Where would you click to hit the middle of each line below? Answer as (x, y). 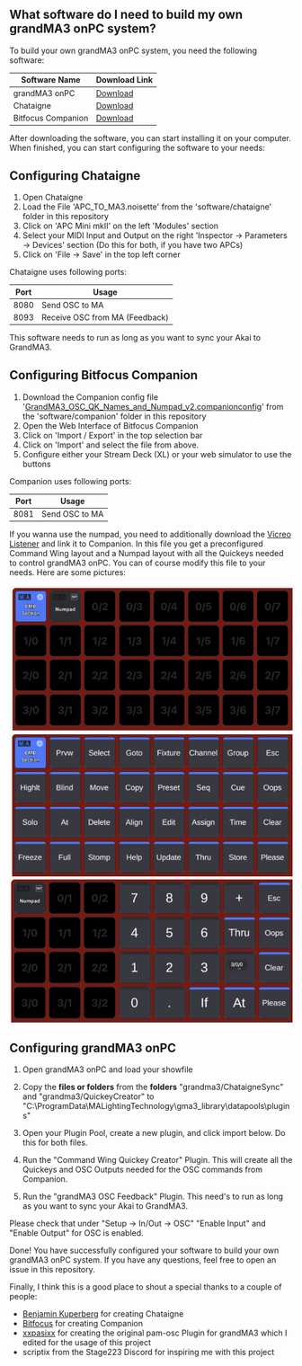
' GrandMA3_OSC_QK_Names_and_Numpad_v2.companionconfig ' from (153, 406)
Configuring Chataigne (75, 176)
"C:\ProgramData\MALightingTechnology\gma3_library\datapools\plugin (156, 1106)
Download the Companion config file (90, 397)
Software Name (51, 80)
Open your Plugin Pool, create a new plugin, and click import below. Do (154, 1133)
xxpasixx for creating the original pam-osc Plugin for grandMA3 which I (155, 1333)
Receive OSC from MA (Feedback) (105, 317)
